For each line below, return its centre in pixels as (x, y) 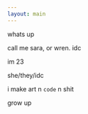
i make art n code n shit (41, 89)
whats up (21, 34)
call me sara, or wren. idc (44, 47)
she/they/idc (26, 75)
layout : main (27, 14)
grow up (20, 103)
